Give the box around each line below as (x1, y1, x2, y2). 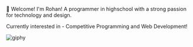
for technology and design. (6, 12, 72, 19)
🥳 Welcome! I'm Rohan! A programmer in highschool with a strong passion (6, 6, 187, 12)
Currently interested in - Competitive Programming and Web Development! (6, 23, 188, 30)
